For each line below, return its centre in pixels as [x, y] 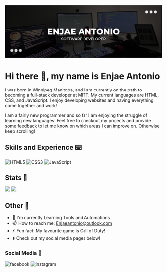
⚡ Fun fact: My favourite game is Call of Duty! [59, 231]
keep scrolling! [20, 131]
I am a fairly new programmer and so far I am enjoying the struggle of [76, 115]
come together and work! [31, 105]
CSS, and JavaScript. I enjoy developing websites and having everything [79, 100]
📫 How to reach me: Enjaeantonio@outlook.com [62, 223]
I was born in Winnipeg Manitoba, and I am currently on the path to [74, 90]
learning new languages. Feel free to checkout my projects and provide [78, 120]
